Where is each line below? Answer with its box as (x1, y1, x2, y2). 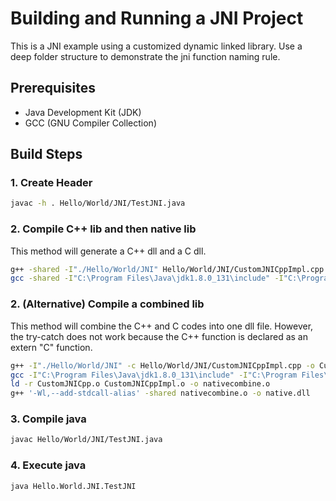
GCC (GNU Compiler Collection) (24, 117, 158, 129)
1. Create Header (10, 176, 93, 190)
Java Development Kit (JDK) (24, 106, 142, 118)
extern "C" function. (10, 341, 93, 353)
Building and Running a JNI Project (10, 7, 304, 30)
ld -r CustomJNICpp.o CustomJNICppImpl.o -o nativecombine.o (10, 379, 271, 389)
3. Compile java (10, 412, 87, 426)
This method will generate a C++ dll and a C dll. (10, 245, 207, 257)
